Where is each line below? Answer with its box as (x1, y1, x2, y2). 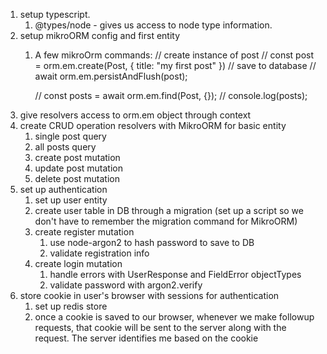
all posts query (34, 141, 97, 153)
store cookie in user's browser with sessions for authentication (19, 290, 280, 301)
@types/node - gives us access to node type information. (34, 19, 273, 31)
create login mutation (34, 258, 123, 269)
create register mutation (34, 226, 135, 238)
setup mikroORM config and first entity (19, 30, 181, 41)
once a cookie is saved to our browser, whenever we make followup (34, 311, 315, 323)
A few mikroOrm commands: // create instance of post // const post (34, 49, 315, 61)
